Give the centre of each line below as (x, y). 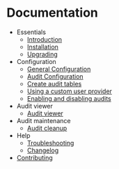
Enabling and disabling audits (69, 98)
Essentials (31, 32)
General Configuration (59, 69)
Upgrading (42, 54)
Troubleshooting (50, 143)
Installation (42, 47)
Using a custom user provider (70, 91)
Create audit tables (54, 83)
